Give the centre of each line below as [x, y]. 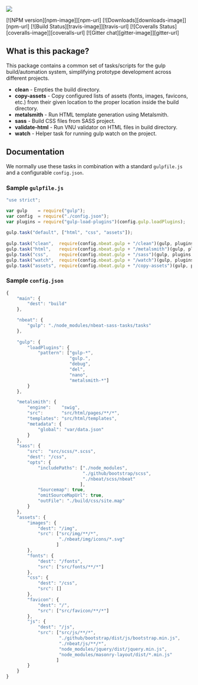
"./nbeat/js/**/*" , [83, 644]
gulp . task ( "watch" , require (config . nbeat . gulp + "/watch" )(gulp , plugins [100, 260]
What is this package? [48, 51]
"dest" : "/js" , [56, 627]
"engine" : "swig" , [54, 407]
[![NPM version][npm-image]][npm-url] [54, 20]
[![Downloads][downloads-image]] [144, 20]
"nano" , [79, 375]
